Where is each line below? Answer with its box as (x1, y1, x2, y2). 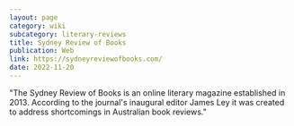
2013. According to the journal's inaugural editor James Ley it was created (9, 97, 285, 107)
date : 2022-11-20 (9, 63, 75, 72)
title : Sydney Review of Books (9, 38, 127, 47)
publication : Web (9, 46, 75, 55)
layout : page (9, 13, 58, 22)
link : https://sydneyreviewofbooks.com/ (9, 55, 164, 63)
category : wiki (9, 21, 67, 30)
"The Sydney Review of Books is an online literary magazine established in (9, 87, 286, 98)
